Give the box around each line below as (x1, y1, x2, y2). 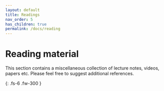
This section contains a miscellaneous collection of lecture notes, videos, (5, 65, 159, 71)
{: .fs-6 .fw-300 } (5, 80, 42, 86)
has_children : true (5, 21, 47, 27)
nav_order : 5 (5, 17, 33, 22)
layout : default (5, 7, 40, 13)
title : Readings (5, 12, 40, 17)
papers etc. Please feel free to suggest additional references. (5, 71, 134, 77)
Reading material (5, 48, 79, 60)
